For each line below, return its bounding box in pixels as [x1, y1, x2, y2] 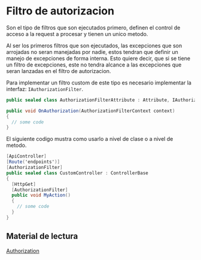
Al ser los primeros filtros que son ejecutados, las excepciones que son [6, 42, 182, 49]
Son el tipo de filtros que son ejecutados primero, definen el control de [6, 24, 181, 31]
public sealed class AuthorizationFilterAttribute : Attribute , [6, 97, 170, 103]
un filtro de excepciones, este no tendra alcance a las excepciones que [6, 61, 182, 68]
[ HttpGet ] [11, 181, 36, 187]
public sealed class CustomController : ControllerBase [6, 170, 148, 176]
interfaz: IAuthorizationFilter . [6, 85, 84, 92]
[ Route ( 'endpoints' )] [6, 159, 60, 165]
